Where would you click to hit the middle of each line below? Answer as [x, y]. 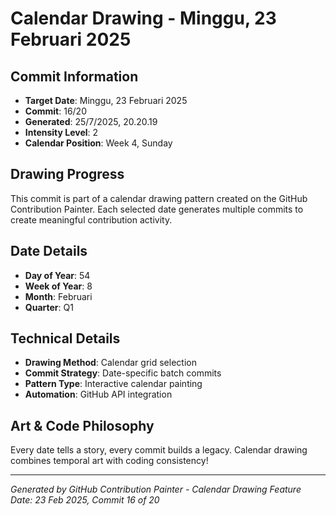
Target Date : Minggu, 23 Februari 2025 [106, 100]
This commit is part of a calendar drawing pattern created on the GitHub [159, 198]
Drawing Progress [67, 174]
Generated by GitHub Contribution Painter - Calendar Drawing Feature [156, 489]
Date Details [49, 251]
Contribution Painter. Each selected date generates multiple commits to [157, 209]
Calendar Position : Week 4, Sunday [98, 143]
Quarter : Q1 [49, 307]
